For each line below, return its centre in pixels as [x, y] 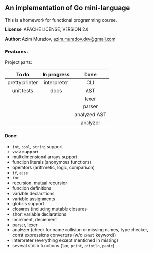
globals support [28, 204]
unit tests [22, 91]
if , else [20, 173]
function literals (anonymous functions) [52, 162]
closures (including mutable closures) [50, 209]
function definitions [32, 188]
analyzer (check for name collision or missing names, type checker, [80, 230]
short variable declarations [39, 214]
